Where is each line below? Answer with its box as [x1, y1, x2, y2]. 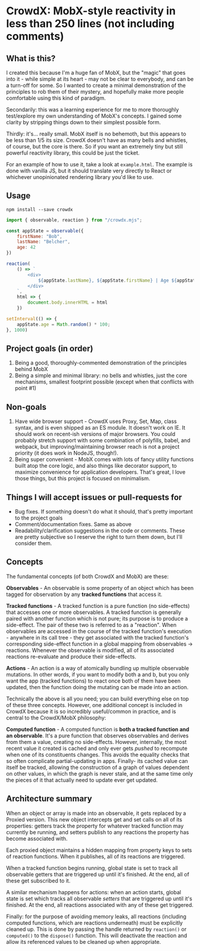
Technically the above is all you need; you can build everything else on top [6, 695, 189, 702]
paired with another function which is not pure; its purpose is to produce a [6, 615, 189, 622]
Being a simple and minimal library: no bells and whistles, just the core [14, 372, 187, 379]
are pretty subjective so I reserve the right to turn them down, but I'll [14, 533, 183, 541]
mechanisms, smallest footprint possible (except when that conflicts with [14, 378, 194, 385]
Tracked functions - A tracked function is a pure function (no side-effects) [6, 602, 190, 609]
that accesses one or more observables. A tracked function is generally [6, 609, 182, 616]
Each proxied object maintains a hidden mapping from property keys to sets [6, 846, 192, 854]
